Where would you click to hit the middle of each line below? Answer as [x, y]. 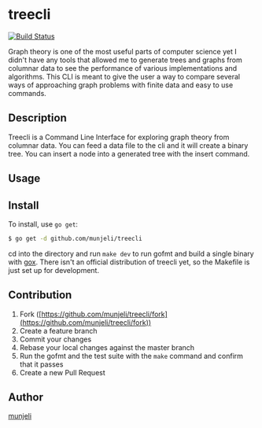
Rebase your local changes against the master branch [107, 347]
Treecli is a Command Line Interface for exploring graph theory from [119, 137]
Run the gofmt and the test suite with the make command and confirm [131, 356]
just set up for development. [54, 270]
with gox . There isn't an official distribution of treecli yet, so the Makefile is [129, 262]
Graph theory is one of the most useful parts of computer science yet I [123, 51]
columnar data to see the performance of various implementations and [123, 68]
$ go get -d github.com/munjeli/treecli [76, 238]
